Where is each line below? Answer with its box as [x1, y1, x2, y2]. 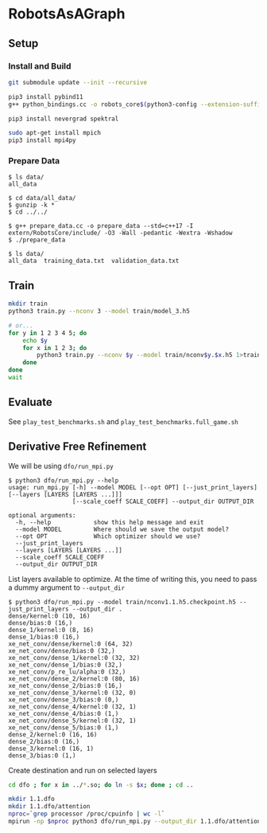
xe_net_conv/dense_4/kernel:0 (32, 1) [8, 702, 137, 710]
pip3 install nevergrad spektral [8, 115, 119, 123]
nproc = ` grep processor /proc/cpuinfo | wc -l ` [8, 810, 165, 818]
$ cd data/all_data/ [8, 194, 77, 202]
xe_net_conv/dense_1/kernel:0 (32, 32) [8, 654, 141, 662]
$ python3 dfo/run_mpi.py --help [8, 476, 119, 485]
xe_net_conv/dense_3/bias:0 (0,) [8, 695, 119, 704]
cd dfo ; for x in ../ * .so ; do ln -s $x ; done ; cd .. [8, 780, 194, 789]
